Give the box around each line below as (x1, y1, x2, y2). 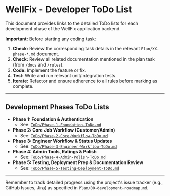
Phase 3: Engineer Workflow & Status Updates (12, 138, 112, 144)
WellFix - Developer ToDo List (5, 4, 132, 15)
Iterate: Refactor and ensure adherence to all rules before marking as (12, 78, 158, 84)
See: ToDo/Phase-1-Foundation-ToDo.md (20, 121, 101, 127)
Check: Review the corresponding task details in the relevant (12, 45, 140, 51)
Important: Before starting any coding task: (5, 36, 96, 42)
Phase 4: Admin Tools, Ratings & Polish (12, 148, 97, 154)
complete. (12, 83, 34, 89)
